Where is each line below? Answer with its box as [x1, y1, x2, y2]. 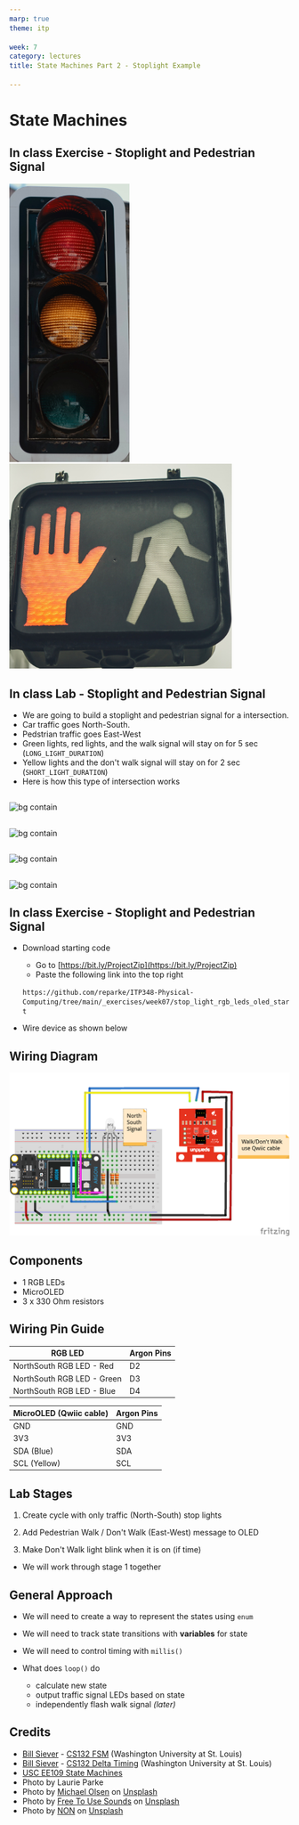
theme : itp [9, 23, 50, 33]
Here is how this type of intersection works [21, 776, 181, 787]
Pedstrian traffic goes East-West [21, 729, 141, 739]
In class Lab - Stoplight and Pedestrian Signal [9, 686, 266, 701]
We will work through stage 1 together [21, 1561, 162, 1572]
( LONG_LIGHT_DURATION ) [21, 748, 105, 759]
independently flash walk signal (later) [35, 1699, 176, 1710]
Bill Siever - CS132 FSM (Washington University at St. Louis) [21, 1748, 243, 1759]
